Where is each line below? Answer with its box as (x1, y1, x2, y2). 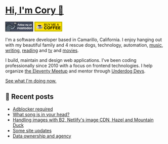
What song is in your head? (12, 111, 70, 117)
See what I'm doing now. (5, 78, 57, 84)
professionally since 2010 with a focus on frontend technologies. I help (5, 62, 153, 68)
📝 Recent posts (5, 92, 54, 101)
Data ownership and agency (12, 133, 72, 139)
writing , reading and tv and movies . (5, 47, 79, 53)
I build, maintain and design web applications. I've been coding (5, 57, 137, 63)
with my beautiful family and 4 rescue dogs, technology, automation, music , (5, 42, 163, 48)
